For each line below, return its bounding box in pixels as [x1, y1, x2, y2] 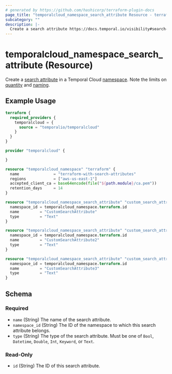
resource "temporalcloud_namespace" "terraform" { [5, 167, 116, 172]
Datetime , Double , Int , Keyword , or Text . [12, 338, 95, 344]
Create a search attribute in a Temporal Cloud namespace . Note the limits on [5, 76, 167, 82]
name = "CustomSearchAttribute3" [10, 266, 100, 271]
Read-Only [5, 351, 33, 358]
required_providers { [10, 115, 56, 120]
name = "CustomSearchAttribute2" [10, 238, 100, 243]
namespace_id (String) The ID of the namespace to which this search [12, 322, 156, 328]
